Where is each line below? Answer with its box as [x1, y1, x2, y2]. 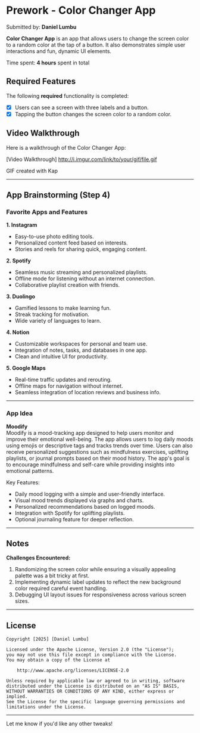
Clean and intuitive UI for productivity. [14, 353, 108, 360]
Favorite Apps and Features [6, 208, 88, 216]
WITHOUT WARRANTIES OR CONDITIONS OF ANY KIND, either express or [6, 688, 174, 695]
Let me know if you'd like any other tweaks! [6, 720, 113, 728]
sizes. [14, 598, 30, 605]
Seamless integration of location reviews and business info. [14, 389, 161, 396]
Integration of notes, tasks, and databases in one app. [14, 347, 148, 354]
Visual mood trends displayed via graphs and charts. [14, 496, 144, 504]
